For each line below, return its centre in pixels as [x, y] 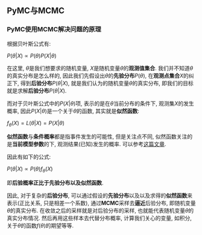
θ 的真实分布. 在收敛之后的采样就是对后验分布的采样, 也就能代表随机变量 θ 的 [100, 211]
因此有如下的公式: [29, 157]
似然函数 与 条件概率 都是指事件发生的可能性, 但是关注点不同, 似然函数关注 [97, 136]
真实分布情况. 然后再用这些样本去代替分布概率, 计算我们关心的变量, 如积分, [99, 218]
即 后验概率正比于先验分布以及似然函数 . [55, 183]
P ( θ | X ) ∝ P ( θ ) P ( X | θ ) [32, 55]
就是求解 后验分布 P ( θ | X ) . [37, 90]
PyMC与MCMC [36, 11]
